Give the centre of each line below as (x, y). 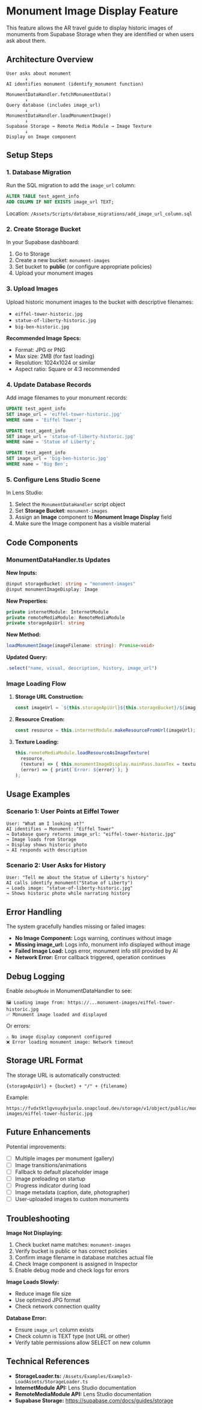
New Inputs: (22, 572)
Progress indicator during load (53, 1185)
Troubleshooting (38, 1218)
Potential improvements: (36, 1147)
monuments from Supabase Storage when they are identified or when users (100, 34)
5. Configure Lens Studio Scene (54, 479)
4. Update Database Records (49, 384)
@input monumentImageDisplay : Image (52, 589)
